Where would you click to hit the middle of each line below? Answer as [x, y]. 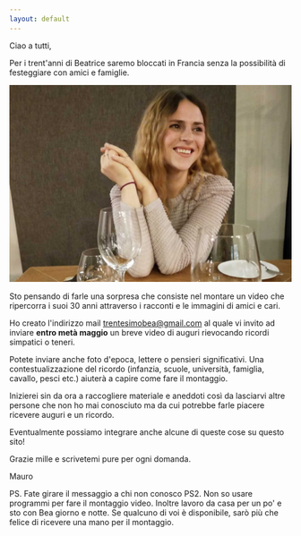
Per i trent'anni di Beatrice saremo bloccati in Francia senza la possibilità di [148, 63]
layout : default [39, 19]
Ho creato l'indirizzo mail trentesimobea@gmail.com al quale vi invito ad [142, 323]
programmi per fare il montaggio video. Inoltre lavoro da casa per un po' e [146, 503]
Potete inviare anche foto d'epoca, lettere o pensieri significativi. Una [137, 360]
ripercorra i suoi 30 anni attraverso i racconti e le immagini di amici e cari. [145, 306]
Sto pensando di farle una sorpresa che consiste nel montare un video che [147, 296]
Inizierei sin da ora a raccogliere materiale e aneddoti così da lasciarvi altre [147, 396]
